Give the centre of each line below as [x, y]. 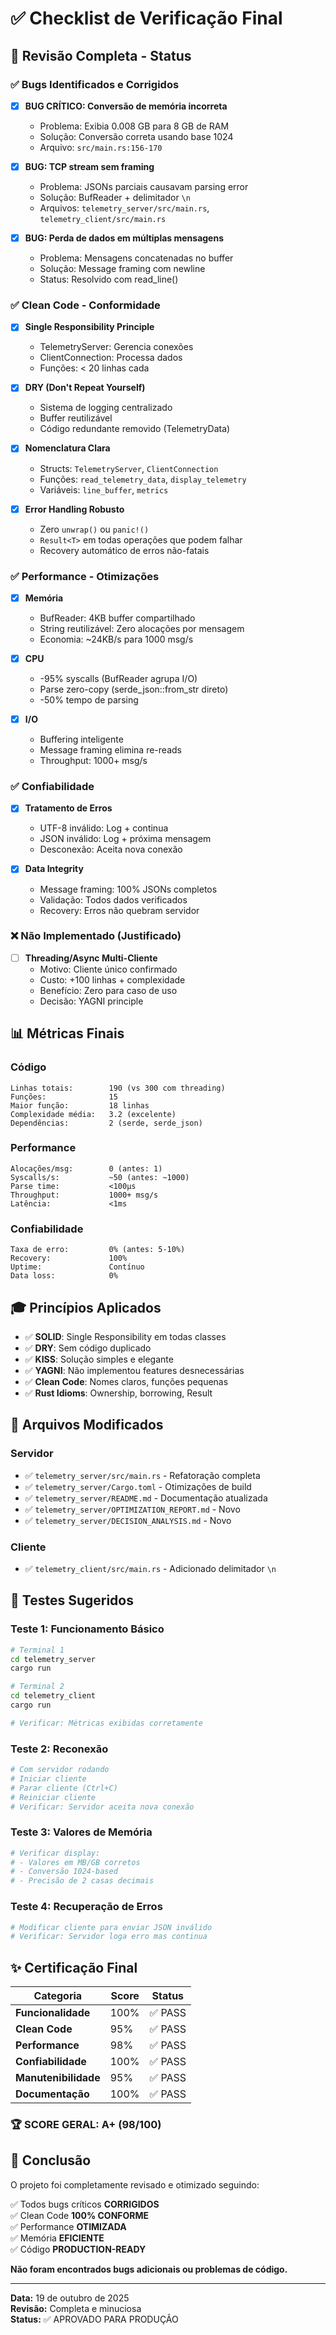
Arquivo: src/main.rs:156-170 [101, 147]
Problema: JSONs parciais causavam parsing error [144, 186]
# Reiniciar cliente [53, 1797]
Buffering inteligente [81, 739]
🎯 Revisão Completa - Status [101, 55]
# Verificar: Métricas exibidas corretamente [106, 1723]
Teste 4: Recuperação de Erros [86, 1907]
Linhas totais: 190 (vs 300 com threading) [118, 1088]
